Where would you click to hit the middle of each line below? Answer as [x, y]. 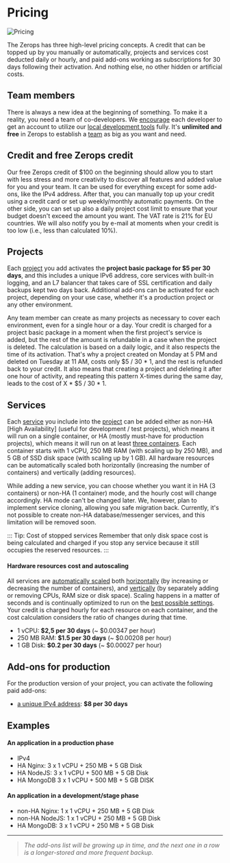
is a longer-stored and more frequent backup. [89, 852]
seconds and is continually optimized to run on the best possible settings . [111, 603]
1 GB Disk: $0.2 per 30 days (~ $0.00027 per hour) [89, 645]
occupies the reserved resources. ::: [58, 550]
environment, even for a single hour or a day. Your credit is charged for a [110, 325]
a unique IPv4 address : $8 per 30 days [72, 704]
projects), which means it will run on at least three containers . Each [102, 443]
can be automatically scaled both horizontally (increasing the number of [108, 465]
